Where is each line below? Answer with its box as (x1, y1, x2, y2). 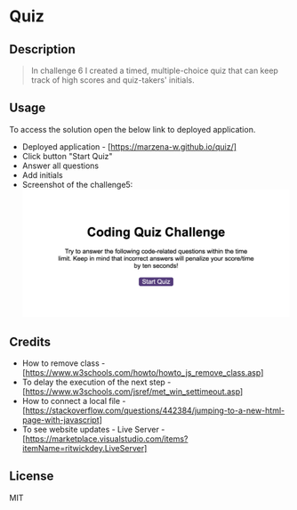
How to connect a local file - (21, 395, 126, 406)
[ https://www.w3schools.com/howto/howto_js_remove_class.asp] (21, 367, 264, 377)
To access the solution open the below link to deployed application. (9, 124, 256, 134)
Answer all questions (21, 160, 100, 171)
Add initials (21, 169, 64, 180)
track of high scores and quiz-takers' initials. (30, 75, 196, 85)
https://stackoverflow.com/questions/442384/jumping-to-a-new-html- (25, 405, 285, 416)
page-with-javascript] (21, 414, 102, 425)
